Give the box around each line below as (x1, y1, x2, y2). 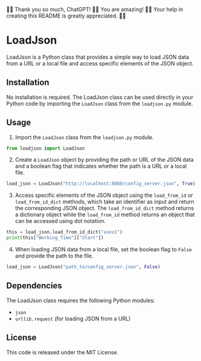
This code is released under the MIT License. (6, 348, 119, 356)
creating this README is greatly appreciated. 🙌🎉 (6, 12, 127, 19)
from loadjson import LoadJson (6, 145, 85, 151)
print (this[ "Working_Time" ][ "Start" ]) (6, 235, 104, 241)
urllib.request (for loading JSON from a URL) (14, 315, 131, 322)
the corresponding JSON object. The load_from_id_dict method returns (14, 205, 194, 212)
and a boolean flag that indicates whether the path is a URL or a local (14, 162, 187, 170)
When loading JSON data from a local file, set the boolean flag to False (14, 246, 192, 253)
